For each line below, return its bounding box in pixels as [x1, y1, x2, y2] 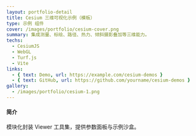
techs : [6, 37, 23, 43]
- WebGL [12, 49, 32, 55]
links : [6, 66, 23, 72]
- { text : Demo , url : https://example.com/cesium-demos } [12, 72, 164, 78]
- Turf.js [12, 55, 37, 61]
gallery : [6, 83, 29, 89]
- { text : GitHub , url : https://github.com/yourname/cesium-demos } [12, 77, 190, 83]
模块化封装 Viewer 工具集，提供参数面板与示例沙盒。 [6, 123, 140, 130]
